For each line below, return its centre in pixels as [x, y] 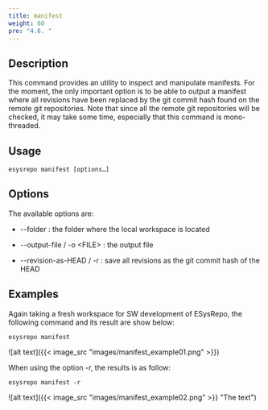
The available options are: [51, 213]
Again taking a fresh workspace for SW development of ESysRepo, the [126, 313]
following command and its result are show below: [92, 322]
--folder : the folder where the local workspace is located [115, 229]
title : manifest [35, 16]
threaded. [25, 126]
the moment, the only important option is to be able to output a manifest [128, 91]
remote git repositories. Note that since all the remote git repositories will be [134, 109]
